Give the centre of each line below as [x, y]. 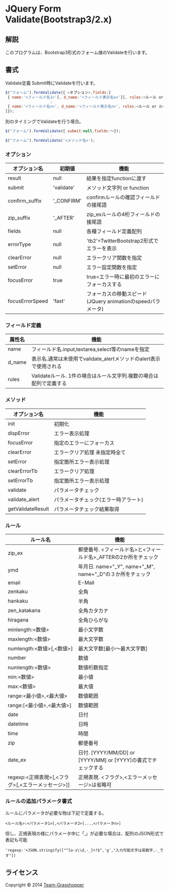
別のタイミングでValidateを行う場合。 [45, 122]
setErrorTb [20, 480]
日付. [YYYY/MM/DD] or [106, 752]
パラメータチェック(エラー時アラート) [99, 499]
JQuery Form [33, 9]
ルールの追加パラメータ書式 [39, 801]
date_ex [17, 760]
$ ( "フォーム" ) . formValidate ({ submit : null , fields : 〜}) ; [63, 131]
